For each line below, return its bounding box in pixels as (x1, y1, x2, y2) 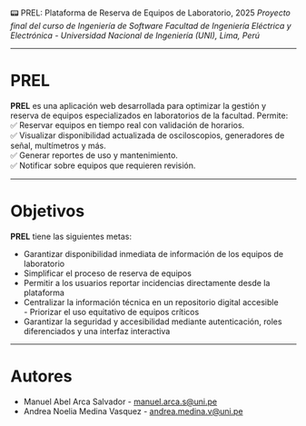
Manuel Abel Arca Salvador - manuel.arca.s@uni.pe (23, 396, 218, 407)
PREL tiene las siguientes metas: (10, 231, 133, 242)
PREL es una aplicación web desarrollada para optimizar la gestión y (10, 100, 267, 111)
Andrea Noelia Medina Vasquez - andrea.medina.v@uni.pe (23, 405, 243, 416)
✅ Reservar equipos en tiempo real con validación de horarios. (10, 119, 245, 130)
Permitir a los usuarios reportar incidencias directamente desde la (23, 277, 271, 288)
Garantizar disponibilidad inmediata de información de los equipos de (23, 248, 284, 259)
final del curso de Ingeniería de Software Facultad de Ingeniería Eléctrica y (10, 21, 291, 31)
